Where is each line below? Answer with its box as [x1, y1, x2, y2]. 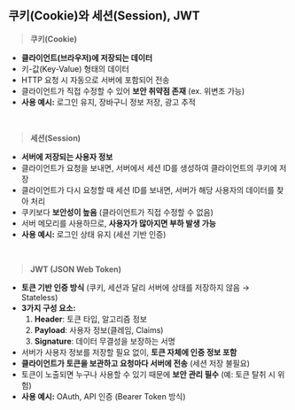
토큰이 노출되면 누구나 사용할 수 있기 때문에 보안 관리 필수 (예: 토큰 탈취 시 [20, 368, 276, 379]
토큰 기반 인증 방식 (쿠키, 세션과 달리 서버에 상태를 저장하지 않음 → [20, 282, 250, 292]
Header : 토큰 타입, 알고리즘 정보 [34, 313, 148, 324]
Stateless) [20, 291, 58, 303]
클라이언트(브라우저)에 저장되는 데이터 [20, 52, 152, 63]
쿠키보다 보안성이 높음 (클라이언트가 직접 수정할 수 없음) [20, 206, 214, 217]
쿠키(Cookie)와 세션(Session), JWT [8, 8, 200, 24]
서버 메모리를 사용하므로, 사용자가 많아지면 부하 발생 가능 [20, 218, 216, 228]
